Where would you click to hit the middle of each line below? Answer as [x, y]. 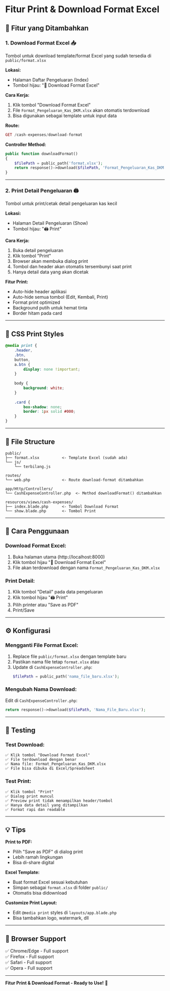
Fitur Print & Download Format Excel [82, 9]
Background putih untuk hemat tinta [50, 308]
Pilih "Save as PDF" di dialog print [48, 852]
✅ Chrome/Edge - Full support [37, 951]
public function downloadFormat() [42, 154]
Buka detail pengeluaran [38, 251]
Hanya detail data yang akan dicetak [50, 272]
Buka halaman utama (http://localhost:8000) [59, 557]
